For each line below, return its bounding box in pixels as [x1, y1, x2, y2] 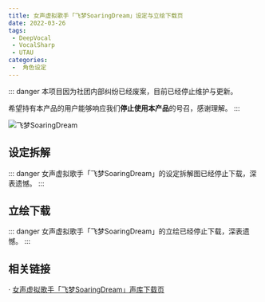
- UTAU [11, 49, 34, 57]
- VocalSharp [11, 41, 56, 49]
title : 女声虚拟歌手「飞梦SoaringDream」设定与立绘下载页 [8, 11, 184, 20]
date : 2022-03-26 [8, 19, 66, 27]
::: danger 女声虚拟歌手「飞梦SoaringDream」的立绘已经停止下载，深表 [8, 226, 243, 236]
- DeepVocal [11, 33, 52, 42]
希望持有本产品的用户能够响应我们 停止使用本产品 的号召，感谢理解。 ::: [8, 103, 241, 112]
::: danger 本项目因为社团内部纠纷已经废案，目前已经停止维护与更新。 [8, 86, 238, 96]
